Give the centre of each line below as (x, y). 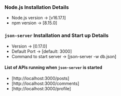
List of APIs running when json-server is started (53, 67)
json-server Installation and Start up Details (57, 35)
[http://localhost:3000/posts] (40, 78)
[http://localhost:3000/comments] (45, 83)
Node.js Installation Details (37, 7)
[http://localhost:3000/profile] (41, 88)
